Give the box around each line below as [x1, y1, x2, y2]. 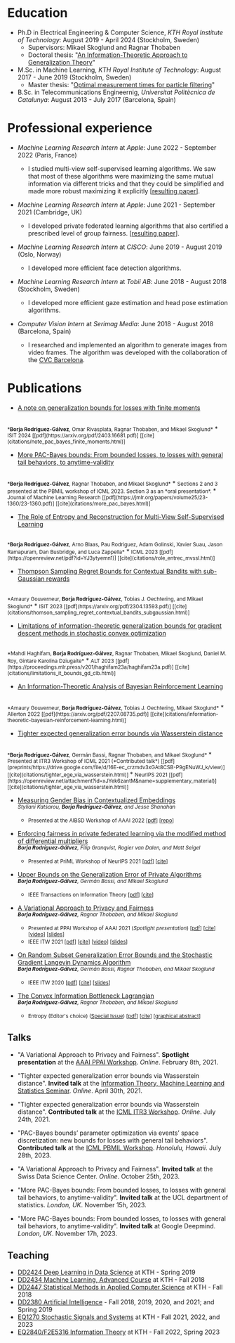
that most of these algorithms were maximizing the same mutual [27, 172, 214, 180]
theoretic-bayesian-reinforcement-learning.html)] [7, 717, 126, 724]
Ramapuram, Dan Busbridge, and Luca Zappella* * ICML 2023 [7, 547, 159, 555]
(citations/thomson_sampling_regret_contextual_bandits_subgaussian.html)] [7, 609, 190, 616]
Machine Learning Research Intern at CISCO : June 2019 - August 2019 [17, 243, 222, 251]
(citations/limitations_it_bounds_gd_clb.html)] [7, 669, 116, 676]
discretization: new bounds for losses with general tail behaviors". [17, 1136, 208, 1144]
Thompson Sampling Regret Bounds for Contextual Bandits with [17, 567, 202, 575]
